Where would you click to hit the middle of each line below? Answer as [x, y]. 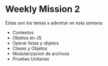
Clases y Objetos [30, 48]
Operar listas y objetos [36, 43]
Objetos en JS [27, 38]
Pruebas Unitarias [31, 59]
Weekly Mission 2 [43, 9]
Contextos [23, 32]
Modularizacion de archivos [41, 54]
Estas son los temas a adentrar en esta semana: [54, 23]
